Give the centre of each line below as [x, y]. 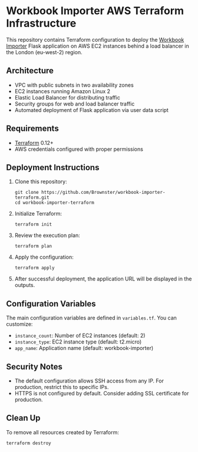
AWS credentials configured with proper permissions [79, 149]
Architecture [30, 71]
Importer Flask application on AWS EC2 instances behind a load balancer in [98, 46]
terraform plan [33, 246]
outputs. [25, 285]
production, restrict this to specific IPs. [62, 387]
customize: [19, 324]
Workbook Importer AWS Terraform [95, 11]
